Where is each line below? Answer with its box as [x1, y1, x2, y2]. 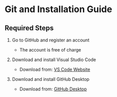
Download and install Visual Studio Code [12, 57, 96, 63]
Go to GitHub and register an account [12, 37, 90, 43]
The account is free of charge [19, 47, 81, 53]
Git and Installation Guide [5, 4, 112, 15]
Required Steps [5, 24, 54, 32]
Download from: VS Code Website [19, 67, 90, 72]
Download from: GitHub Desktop [19, 86, 87, 92]
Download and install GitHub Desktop [12, 76, 90, 82]
